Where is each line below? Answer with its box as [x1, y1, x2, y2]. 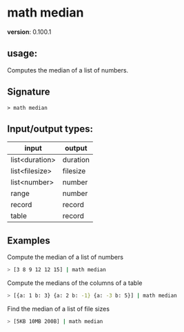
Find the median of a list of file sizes [7, 304, 110, 313]
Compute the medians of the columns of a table [7, 279, 143, 287]
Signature [7, 86, 50, 98]
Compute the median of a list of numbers [7, 253, 124, 262]
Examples [7, 235, 50, 246]
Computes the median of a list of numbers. [7, 66, 129, 74]
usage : [7, 48, 38, 59]
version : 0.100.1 [7, 28, 52, 36]
